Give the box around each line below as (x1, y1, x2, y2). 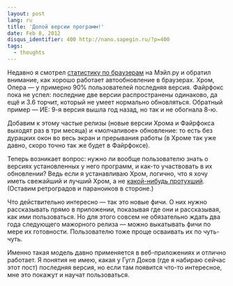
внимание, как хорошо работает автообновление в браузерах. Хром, (7, 75, 215, 84)
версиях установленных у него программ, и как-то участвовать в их (7, 162, 213, 170)
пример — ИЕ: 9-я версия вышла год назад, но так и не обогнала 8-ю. (7, 105, 218, 114)
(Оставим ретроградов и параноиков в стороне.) (7, 184, 154, 193)
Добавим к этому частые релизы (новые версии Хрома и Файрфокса (7, 119, 215, 127)
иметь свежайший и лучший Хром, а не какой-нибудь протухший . (7, 176, 205, 185)
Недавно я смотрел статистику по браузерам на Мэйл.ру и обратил (7, 68, 211, 77)
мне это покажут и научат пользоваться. (7, 270, 130, 279)
